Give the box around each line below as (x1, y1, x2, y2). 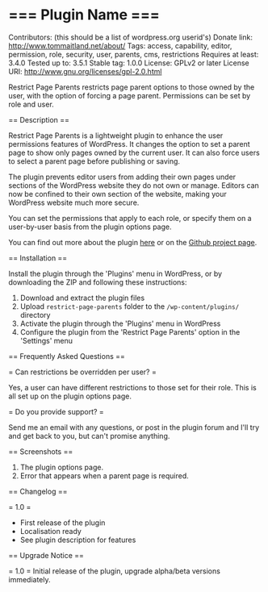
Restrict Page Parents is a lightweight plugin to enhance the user (8, 131, 224, 140)
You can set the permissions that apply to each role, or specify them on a (8, 213, 252, 223)
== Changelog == (8, 486, 68, 496)
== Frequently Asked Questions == (8, 351, 125, 361)
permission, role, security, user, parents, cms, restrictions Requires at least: (8, 49, 259, 59)
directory (19, 310, 51, 319)
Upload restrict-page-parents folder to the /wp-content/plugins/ (19, 301, 240, 311)
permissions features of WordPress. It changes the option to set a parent (8, 139, 250, 148)
